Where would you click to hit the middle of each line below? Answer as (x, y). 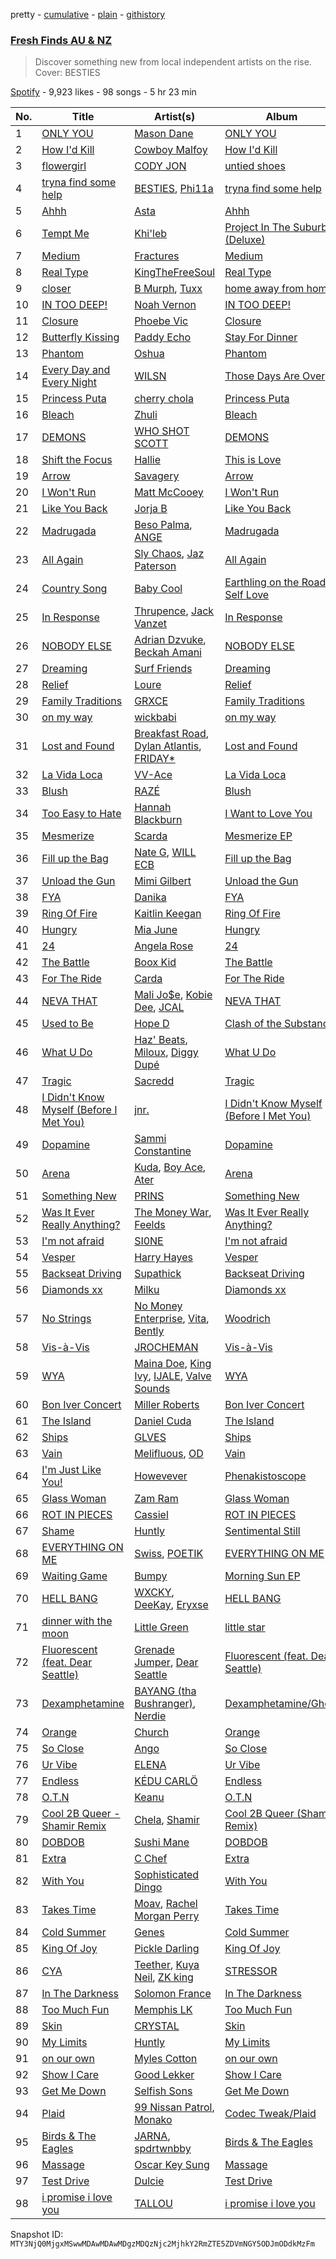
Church (152, 1732)
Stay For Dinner (261, 337)
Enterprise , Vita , (172, 1319)
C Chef (151, 1859)
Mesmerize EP (258, 836)
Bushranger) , (165, 1704)
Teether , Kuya (167, 1965)
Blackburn (158, 820)
